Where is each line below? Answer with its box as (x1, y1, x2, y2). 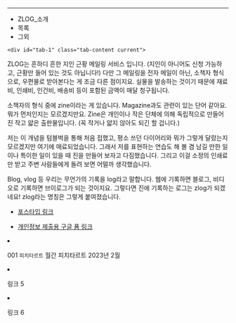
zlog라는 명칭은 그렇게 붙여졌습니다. (22, 193, 121, 201)
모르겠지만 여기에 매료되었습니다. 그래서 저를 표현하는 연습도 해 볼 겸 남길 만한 (7, 142, 221, 151)
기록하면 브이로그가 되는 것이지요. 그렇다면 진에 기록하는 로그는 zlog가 (20, 184, 213, 192)
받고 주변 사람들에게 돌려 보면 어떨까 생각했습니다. (14, 160, 152, 168)
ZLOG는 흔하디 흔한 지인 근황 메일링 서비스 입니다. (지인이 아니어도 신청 (7, 60, 204, 68)
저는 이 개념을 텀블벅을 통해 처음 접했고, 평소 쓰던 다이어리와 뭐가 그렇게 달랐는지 (7, 134, 228, 141)
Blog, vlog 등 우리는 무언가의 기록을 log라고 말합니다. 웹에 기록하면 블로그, (7, 175, 212, 183)
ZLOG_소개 (17, 15, 49, 23)
